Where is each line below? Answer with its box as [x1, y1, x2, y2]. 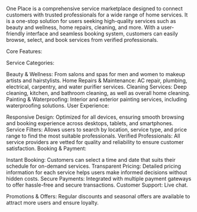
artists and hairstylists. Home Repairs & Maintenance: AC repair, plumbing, [6, 77, 188, 84]
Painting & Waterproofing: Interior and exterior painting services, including [6, 96, 188, 103]
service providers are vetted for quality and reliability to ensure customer [6, 139, 184, 145]
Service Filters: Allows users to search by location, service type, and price [6, 126, 188, 133]
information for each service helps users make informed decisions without [6, 169, 188, 176]
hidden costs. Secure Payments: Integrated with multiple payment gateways [6, 175, 192, 182]
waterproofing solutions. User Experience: [6, 102, 109, 109]
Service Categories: [6, 59, 55, 66]
